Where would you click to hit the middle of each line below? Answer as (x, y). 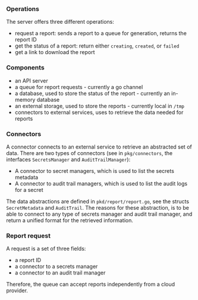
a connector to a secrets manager (56, 267)
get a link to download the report (55, 52)
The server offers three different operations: (60, 22)
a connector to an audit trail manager (60, 273)
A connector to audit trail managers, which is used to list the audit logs (101, 184)
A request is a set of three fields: (46, 249)
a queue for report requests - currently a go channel (79, 87)
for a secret (29, 190)
